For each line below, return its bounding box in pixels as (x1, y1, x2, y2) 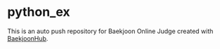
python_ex (7, 4, 70, 20)
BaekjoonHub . (7, 34, 48, 42)
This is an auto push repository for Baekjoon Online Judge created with (7, 27, 214, 35)
